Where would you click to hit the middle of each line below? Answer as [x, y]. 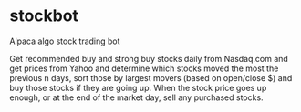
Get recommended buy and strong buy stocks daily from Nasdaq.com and [149, 58]
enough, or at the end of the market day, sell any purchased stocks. [136, 97]
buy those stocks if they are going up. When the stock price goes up [138, 87]
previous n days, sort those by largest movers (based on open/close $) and [151, 77]
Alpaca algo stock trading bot [65, 41]
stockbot [44, 16]
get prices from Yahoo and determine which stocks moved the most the [144, 68]
